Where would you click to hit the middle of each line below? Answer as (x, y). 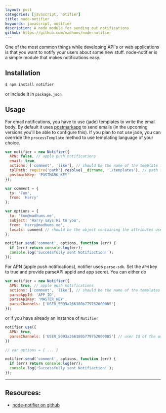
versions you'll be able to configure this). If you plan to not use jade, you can (83, 132)
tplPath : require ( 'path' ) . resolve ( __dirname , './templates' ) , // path (84, 170)
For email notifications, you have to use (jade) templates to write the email (80, 122)
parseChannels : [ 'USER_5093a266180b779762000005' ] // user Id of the (83, 336)
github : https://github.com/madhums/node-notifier (58, 33)
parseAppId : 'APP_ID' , (33, 295)
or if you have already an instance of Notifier (52, 318)
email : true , (23, 161)
